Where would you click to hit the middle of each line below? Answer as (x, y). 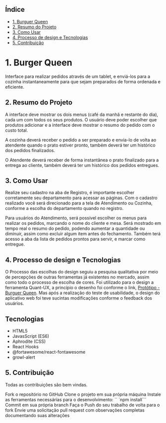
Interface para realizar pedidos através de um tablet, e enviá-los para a (78, 76)
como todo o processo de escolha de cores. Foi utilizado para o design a (80, 282)
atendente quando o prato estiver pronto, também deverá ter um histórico (80, 145)
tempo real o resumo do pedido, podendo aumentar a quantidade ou (75, 228)
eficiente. (15, 87)
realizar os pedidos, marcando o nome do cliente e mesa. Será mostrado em (83, 223)
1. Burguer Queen (30, 21)
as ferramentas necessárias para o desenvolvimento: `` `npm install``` (76, 399)
